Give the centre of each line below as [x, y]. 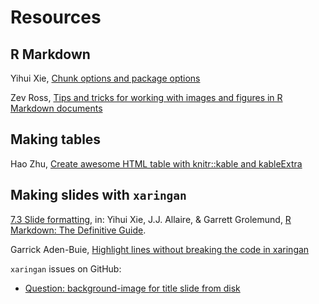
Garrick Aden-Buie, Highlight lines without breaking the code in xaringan [160, 249]
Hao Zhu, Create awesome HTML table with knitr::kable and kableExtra [156, 163]
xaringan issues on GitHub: [66, 268]
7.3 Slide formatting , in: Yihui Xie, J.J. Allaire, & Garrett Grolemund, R [151, 219]
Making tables [56, 139]
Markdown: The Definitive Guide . [78, 230]
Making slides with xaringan [98, 195]
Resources [56, 17]
